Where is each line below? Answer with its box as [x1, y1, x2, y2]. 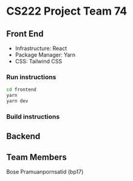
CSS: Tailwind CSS [15, 58, 63, 65]
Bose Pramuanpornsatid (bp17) [6, 168, 84, 176]
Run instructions [6, 73, 56, 81]
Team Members [6, 152, 67, 162]
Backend [6, 131, 41, 141]
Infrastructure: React [15, 44, 67, 52]
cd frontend [6, 87, 36, 93]
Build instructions [6, 112, 60, 121]
